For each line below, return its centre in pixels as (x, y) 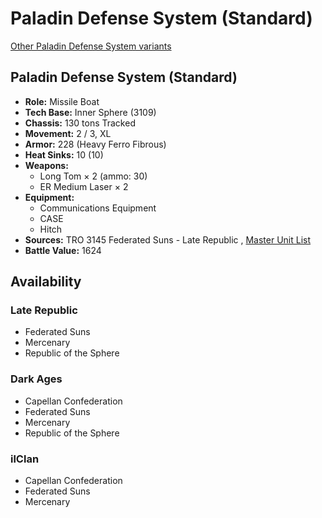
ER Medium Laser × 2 (84, 186)
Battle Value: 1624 (63, 250)
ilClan (25, 459)
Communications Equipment (98, 208)
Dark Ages (36, 379)
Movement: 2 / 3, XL (68, 133)
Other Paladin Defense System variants (91, 46)
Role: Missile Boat (62, 101)
